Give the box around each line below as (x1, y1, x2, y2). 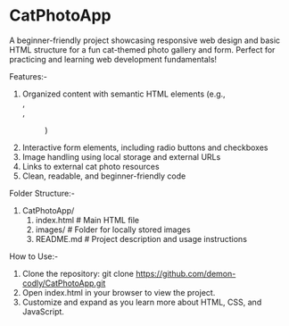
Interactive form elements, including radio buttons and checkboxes (21, 142, 268, 153)
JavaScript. (21, 305, 65, 317)
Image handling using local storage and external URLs (21, 151, 221, 162)
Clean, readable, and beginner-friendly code (21, 171, 186, 181)
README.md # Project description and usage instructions (35, 233, 248, 244)
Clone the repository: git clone (21, 268, 134, 279)
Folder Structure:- (9, 188, 76, 198)
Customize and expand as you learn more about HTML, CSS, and (21, 297, 262, 307)
